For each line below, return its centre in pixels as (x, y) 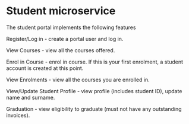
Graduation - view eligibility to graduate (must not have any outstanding (94, 109)
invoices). (18, 115)
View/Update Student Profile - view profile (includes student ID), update (94, 91)
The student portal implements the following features (71, 27)
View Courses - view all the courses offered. (61, 50)
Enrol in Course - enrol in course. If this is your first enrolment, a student (94, 62)
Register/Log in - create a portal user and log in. (65, 39)
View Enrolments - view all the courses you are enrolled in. (78, 80)
